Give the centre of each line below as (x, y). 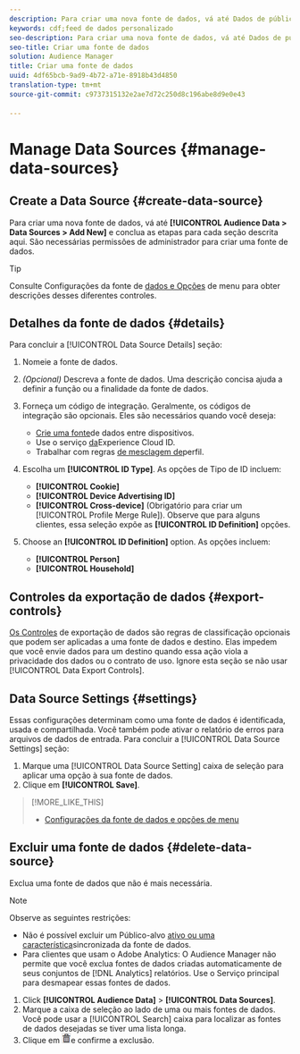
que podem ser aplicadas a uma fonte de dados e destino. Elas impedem (143, 642)
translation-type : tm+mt (55, 85)
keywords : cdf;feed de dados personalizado (92, 28)
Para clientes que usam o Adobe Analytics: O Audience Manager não (149, 954)
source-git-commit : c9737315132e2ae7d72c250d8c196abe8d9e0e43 (127, 94)
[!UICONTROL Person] (78, 560)
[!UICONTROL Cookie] (78, 486)
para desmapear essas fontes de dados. (96, 982)
